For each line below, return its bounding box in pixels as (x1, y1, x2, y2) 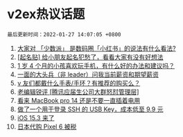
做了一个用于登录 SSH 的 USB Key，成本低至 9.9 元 (17, 105, 164, 113)
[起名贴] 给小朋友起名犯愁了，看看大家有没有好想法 (17, 53, 164, 61)
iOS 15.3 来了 (17, 113, 55, 122)
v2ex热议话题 (7, 6, 85, 22)
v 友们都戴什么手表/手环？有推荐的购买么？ (17, 79, 141, 87)
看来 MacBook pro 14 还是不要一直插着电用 (17, 96, 141, 104)
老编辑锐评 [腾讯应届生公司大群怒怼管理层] (17, 88, 139, 96)
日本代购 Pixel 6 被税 (17, 122, 77, 131)
